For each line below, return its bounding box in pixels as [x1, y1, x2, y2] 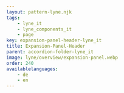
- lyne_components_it [17, 26, 72, 32]
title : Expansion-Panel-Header [6, 43, 86, 50]
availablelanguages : [6, 65, 59, 72]
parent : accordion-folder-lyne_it [6, 49, 94, 55]
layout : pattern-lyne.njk [6, 9, 72, 15]
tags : [6, 15, 20, 21]
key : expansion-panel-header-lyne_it [6, 37, 102, 43]
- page [17, 32, 34, 38]
